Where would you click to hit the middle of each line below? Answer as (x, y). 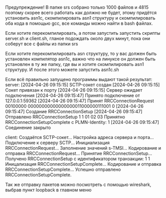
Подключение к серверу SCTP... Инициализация (57, 143)
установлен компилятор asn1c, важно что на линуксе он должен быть (80, 59)
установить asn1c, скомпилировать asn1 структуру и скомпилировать (80, 18)
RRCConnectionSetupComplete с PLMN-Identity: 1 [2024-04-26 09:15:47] (82, 122)
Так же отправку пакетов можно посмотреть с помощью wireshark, (78, 184)
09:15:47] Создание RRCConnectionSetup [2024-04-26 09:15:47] (74, 111)
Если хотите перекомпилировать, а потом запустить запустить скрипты (83, 33)
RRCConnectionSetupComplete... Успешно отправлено (63, 169)
